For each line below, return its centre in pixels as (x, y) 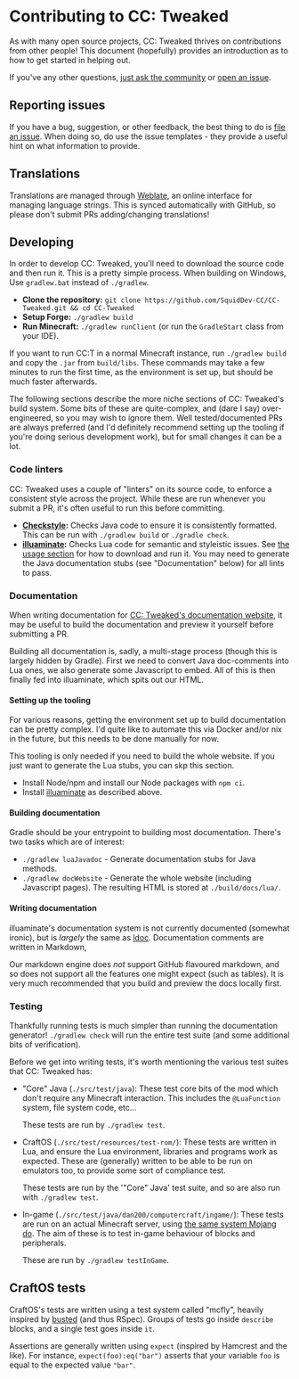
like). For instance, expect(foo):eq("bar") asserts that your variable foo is (145, 1355)
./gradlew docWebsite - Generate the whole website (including (137, 878)
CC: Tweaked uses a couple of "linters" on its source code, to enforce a (141, 488)
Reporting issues (57, 106)
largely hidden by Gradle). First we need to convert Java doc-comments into (149, 661)
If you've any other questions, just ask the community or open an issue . (140, 77)
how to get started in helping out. (70, 60)
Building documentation (55, 812)
